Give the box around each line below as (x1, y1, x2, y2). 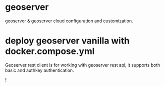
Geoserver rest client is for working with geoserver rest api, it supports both (5, 62, 160, 68)
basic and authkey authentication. (5, 67, 74, 73)
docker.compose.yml (5, 46, 95, 57)
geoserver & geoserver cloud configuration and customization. (5, 18, 133, 24)
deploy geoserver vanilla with (5, 35, 130, 46)
